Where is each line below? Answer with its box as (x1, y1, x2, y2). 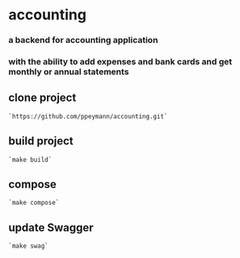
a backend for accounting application (8, 35, 158, 46)
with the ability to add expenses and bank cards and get (8, 56, 233, 68)
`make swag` (8, 242, 48, 251)
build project (8, 135, 74, 148)
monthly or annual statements (8, 66, 129, 77)
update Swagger (8, 220, 95, 235)
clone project (8, 91, 77, 105)
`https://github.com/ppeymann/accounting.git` (8, 112, 168, 120)
